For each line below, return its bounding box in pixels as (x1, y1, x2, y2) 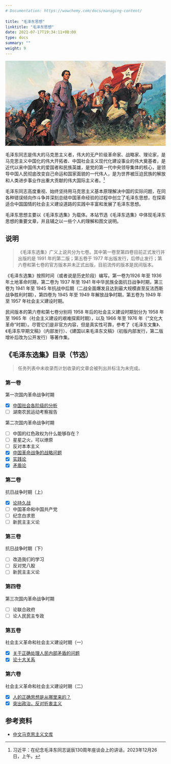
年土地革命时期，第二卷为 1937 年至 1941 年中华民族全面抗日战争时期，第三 (5, 279, 163, 285)
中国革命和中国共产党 (12, 506, 58, 512)
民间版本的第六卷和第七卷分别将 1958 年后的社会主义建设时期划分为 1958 (5, 309, 159, 315)
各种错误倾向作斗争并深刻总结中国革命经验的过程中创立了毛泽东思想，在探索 (5, 195, 166, 201)
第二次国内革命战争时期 (5, 420, 54, 426)
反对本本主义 (12, 443, 40, 449)
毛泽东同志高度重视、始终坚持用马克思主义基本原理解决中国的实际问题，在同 (5, 188, 166, 195)
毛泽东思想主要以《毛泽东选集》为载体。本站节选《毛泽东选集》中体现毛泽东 (5, 212, 166, 218)
